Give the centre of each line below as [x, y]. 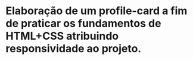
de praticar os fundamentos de [83, 23]
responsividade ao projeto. [74, 49]
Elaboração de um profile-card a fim [96, 11]
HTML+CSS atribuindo [62, 36]
